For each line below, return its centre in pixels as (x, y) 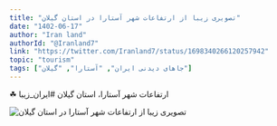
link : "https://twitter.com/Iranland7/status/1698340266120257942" (139, 52)
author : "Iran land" (48, 34)
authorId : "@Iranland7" (54, 43)
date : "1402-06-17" (46, 26)
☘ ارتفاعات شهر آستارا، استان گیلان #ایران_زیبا (89, 94)
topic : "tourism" (42, 60)
